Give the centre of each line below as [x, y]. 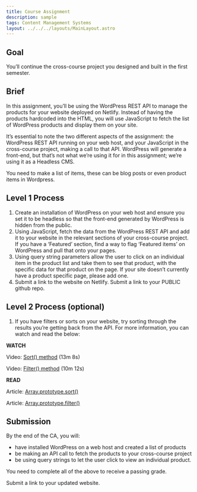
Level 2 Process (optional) [55, 307]
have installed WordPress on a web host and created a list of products [100, 447]
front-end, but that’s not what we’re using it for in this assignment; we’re [94, 155]
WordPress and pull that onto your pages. [66, 250]
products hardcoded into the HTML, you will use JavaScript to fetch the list [98, 118]
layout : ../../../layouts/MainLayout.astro [61, 28]
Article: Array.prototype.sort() [42, 391]
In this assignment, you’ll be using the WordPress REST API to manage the [97, 106]
